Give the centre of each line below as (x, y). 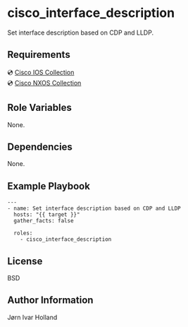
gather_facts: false (44, 221)
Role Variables (39, 108)
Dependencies (40, 147)
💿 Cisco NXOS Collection (44, 83)
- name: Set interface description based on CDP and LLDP (94, 209)
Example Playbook (49, 186)
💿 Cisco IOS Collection (41, 72)
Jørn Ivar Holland (32, 317)
